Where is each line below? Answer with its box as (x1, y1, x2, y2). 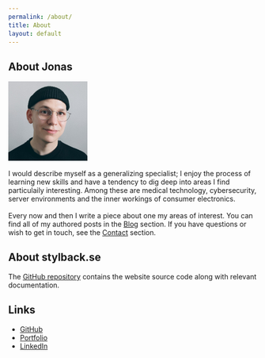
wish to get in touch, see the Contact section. (8, 228, 157, 237)
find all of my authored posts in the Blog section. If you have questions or (8, 219, 247, 229)
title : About (8, 21, 51, 29)
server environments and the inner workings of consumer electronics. (8, 194, 236, 204)
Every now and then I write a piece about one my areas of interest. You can (8, 211, 253, 221)
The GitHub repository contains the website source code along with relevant (8, 271, 257, 281)
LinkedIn (19, 341, 48, 351)
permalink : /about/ (8, 13, 73, 21)
